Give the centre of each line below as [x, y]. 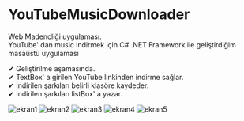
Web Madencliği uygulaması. [55, 36]
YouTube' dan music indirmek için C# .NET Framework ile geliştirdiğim [122, 44]
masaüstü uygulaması [43, 53]
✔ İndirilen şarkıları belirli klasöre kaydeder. [79, 85]
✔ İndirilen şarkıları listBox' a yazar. [66, 93]
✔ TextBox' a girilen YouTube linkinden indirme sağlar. [96, 77]
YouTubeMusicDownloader [99, 15]
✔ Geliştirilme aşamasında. [52, 68]
